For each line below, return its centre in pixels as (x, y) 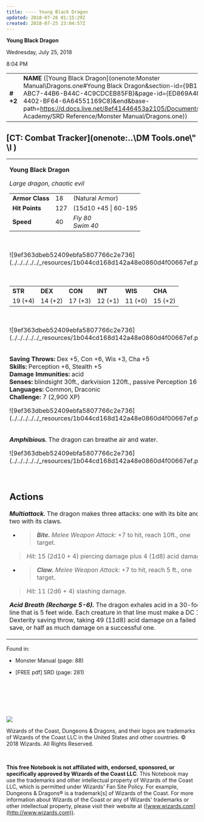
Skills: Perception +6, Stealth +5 (56, 367)
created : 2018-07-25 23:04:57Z (46, 23)
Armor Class (31, 198)
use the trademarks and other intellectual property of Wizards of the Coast (100, 780)
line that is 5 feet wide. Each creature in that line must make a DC (102, 612)
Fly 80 (82, 218)
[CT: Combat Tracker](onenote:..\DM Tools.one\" (101, 138)
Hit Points (27, 209)
